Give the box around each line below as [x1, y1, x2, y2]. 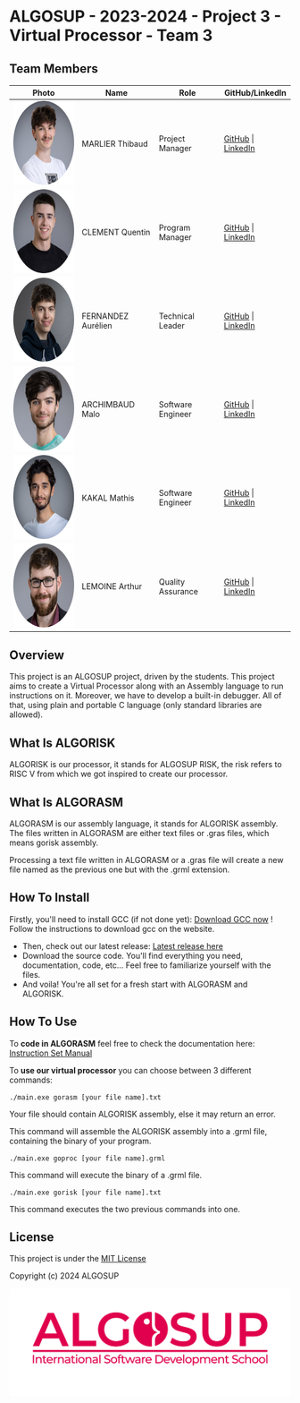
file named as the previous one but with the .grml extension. [9, 864, 230, 875]
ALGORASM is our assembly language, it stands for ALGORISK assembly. [9, 817, 279, 829]
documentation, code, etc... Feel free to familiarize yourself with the [21, 960, 272, 971]
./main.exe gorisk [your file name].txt [9, 1188, 162, 1197]
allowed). [9, 709, 43, 720]
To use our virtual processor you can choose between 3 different [9, 1065, 252, 1075]
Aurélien [81, 320, 113, 330]
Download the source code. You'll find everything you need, [21, 950, 244, 961]
